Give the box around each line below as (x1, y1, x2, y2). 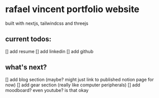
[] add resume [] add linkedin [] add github (5, 48, 93, 54)
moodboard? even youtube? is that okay (5, 87, 89, 93)
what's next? (5, 63, 47, 72)
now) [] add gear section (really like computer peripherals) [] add (5, 82, 140, 88)
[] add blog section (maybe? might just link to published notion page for (5, 76, 154, 82)
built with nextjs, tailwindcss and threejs (5, 20, 88, 26)
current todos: (5, 35, 51, 43)
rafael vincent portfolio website (5, 4, 140, 15)
